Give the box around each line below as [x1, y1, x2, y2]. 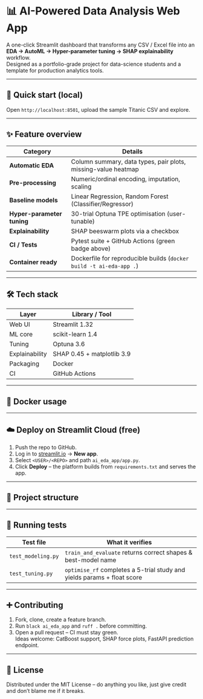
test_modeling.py [9, 553, 59, 559]
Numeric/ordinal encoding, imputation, [71, 175, 180, 183]
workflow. [6, 54, 31, 61]
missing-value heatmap [71, 165, 139, 173]
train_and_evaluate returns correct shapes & [64, 548, 193, 556]
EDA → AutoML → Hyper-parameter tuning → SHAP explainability [6, 47, 174, 54]
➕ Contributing [6, 600, 63, 610]
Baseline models [9, 196, 59, 204]
